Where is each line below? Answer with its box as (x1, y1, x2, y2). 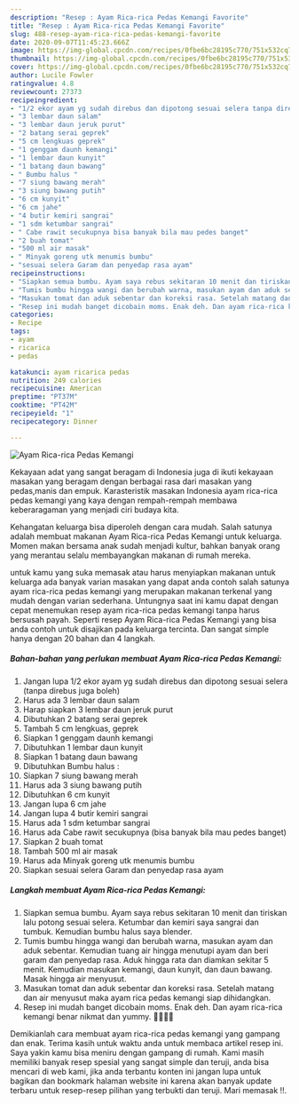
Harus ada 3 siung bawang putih (22, 779, 143, 790)
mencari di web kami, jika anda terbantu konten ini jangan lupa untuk (10, 1066, 262, 1076)
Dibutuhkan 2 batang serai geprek (22, 713, 148, 724)
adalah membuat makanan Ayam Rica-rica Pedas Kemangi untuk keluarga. (10, 530, 282, 542)
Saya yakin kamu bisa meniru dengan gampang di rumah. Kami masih (10, 1047, 264, 1058)
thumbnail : (10, 54, 51, 63)
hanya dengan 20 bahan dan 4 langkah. (10, 632, 156, 644)
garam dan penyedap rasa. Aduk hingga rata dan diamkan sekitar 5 (22, 954, 269, 965)
